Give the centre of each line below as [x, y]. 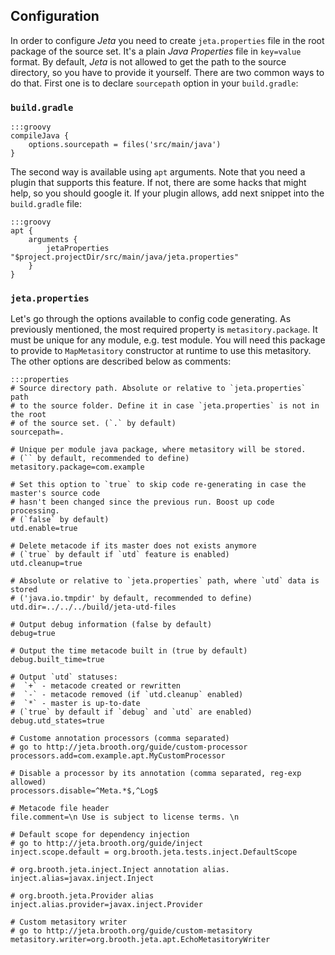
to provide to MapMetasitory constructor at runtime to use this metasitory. [161, 351]
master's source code [55, 494]
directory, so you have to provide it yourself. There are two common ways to [167, 72]
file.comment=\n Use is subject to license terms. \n [125, 817]
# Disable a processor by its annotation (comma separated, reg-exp [156, 774]
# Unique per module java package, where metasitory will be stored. [158, 450]
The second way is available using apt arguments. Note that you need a [158, 172]
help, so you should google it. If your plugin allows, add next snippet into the [167, 193]
